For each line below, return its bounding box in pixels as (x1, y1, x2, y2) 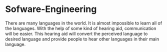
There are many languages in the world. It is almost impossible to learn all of (5, 20, 162, 26)
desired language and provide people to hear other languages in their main (5, 36, 159, 42)
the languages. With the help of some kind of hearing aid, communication (5, 25, 156, 31)
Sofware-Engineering (5, 3, 97, 15)
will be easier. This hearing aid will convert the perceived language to (5, 30, 148, 36)
